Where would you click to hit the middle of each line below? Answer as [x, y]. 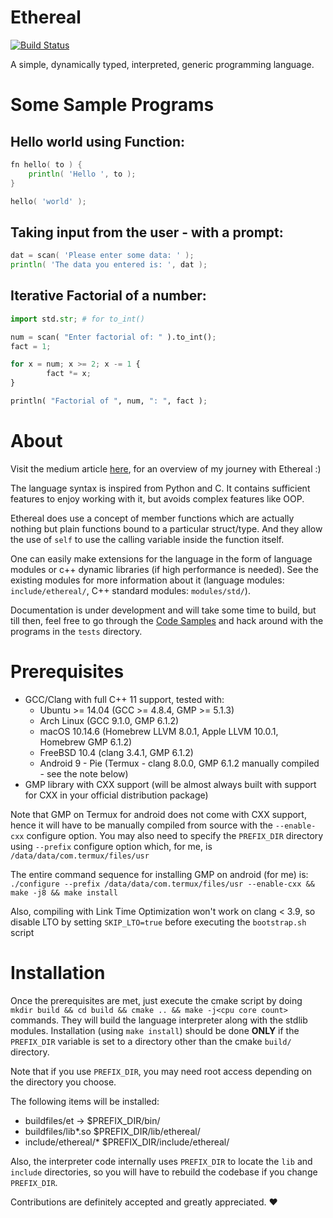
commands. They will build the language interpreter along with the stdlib [159, 1020]
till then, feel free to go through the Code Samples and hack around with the [167, 620]
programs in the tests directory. [76, 631]
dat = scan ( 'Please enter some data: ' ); [102, 256]
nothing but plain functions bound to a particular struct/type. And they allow [166, 528]
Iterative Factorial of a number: [108, 296]
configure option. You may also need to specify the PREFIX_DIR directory [175, 835]
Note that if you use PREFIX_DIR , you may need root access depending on [161, 1071]
